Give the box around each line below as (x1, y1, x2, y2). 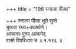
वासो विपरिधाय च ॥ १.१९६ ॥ (6, 37, 62, 44)
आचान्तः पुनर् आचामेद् (6, 30, 46, 37)
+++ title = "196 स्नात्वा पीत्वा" (6, 6, 71, 12)
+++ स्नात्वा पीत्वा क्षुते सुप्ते (6, 17, 57, 24)
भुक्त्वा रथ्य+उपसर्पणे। (6, 24, 48, 30)
